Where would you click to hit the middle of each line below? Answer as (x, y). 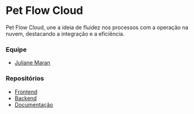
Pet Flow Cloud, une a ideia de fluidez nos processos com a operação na (97, 27)
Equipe (16, 49)
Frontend (26, 92)
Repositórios (25, 78)
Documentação (34, 104)
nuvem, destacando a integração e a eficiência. (65, 33)
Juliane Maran (32, 63)
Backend (26, 98)
